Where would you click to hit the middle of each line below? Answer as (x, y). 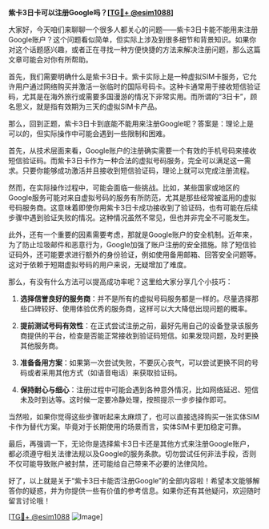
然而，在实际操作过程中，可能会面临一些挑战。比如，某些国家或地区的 (124, 188)
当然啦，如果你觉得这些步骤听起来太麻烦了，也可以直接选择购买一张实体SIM (134, 417)
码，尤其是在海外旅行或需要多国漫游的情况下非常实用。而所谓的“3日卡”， (129, 96)
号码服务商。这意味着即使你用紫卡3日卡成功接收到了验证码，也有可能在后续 (133, 208)
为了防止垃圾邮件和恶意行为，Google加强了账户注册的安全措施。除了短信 (129, 244)
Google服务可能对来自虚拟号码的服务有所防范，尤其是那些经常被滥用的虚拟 (132, 198)
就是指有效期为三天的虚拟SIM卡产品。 (98, 106)
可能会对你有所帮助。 (57, 60)
